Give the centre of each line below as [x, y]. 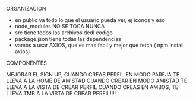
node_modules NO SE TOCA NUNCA [60, 26]
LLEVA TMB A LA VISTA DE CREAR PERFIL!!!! [61, 93]
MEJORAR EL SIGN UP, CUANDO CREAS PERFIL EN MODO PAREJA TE [93, 74]
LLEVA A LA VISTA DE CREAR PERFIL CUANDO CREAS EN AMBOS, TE [92, 87]
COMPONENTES [27, 63]
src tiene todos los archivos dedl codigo [64, 33]
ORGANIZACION [26, 9]
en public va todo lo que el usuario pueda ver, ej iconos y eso [90, 20]
